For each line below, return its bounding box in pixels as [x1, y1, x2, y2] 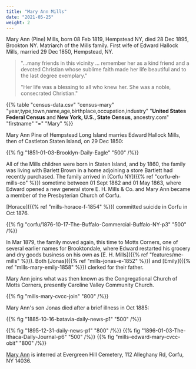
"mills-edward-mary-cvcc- [115, 334, 181, 341]
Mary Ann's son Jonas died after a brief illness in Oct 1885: [6, 304, 150, 311]
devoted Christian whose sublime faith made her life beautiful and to [20, 66, 187, 73]
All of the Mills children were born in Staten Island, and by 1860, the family [6, 160, 186, 168]
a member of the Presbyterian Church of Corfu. [6, 192, 121, 199]
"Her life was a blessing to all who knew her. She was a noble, [20, 84, 171, 91]
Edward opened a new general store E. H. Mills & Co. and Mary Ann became [6, 186, 191, 193]
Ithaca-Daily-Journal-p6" [6, 334, 67, 341]
